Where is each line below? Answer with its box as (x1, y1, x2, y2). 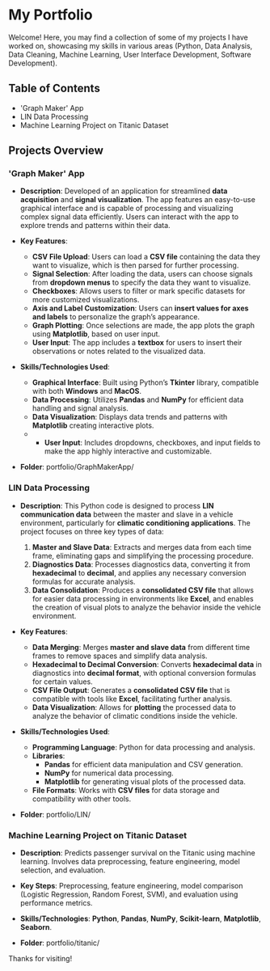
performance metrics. (19, 898, 93, 908)
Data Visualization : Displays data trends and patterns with (32, 412, 228, 422)
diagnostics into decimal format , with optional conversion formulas (32, 668, 256, 678)
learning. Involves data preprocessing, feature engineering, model (19, 857, 240, 867)
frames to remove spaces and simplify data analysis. (32, 651, 208, 661)
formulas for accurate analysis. (32, 576, 136, 586)
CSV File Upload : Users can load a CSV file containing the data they (32, 252, 261, 262)
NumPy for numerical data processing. (44, 768, 174, 778)
